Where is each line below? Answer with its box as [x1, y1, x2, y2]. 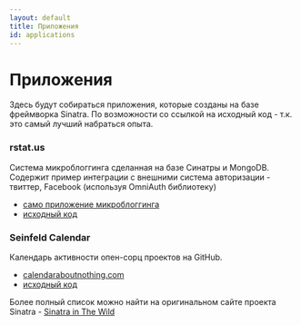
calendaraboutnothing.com [22, 269, 125, 280]
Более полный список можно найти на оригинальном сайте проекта [9, 296, 276, 307]
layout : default [9, 13, 71, 23]
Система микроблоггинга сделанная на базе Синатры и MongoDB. [9, 162, 270, 172]
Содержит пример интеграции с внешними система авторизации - [9, 172, 271, 182]
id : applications [9, 30, 75, 39]
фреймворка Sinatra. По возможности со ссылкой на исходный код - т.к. [9, 109, 293, 120]
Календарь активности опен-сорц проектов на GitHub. [9, 251, 223, 262]
